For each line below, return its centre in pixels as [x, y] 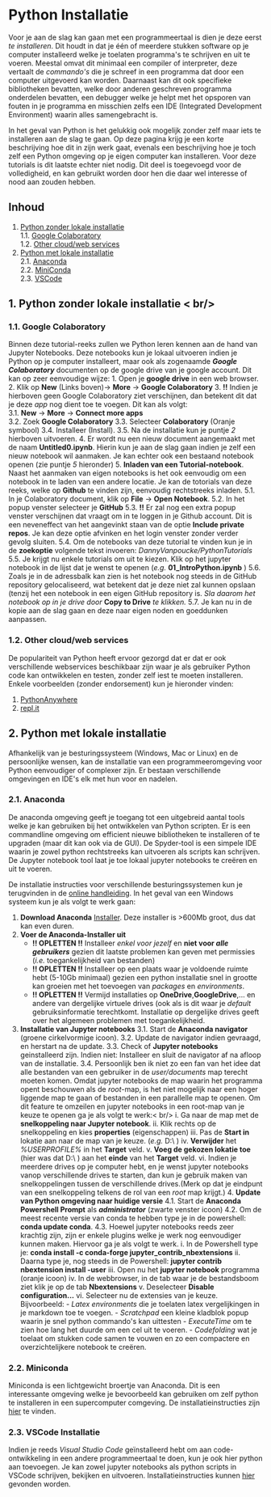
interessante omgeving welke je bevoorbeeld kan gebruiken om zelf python [133, 1394]
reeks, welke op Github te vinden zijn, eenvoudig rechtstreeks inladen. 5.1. [132, 490]
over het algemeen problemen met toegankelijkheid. [119, 1020]
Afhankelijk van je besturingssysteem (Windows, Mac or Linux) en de [123, 753]
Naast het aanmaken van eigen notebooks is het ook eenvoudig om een [127, 473]
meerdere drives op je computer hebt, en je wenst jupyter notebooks [134, 1166]
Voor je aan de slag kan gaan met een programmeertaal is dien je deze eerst [135, 37]
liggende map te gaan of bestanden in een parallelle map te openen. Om [140, 1097]
